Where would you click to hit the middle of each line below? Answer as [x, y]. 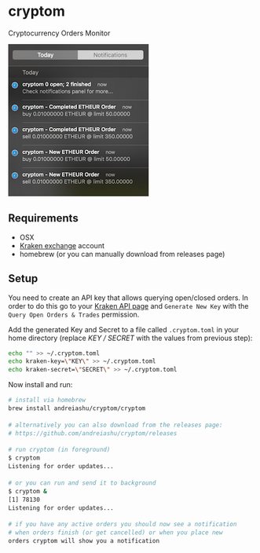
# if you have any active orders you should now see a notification [123, 525]
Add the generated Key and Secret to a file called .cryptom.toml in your [124, 329]
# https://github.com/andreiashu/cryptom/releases [93, 433]
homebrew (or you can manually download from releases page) [122, 254]
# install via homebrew [47, 400]
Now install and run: [40, 385]
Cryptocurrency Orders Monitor [59, 33]
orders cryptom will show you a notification [84, 541]
